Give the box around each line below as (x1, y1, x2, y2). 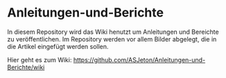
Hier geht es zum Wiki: (7, 55, 72, 64)
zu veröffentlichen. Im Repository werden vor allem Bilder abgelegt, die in (7, 35, 217, 43)
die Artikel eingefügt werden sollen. (7, 42, 109, 50)
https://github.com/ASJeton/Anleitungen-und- (73, 55, 206, 64)
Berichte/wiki (7, 63, 45, 71)
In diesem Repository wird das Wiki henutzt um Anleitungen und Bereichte (7, 28, 220, 36)
